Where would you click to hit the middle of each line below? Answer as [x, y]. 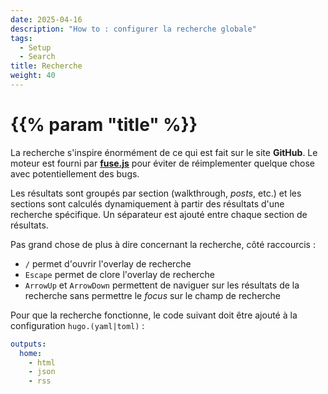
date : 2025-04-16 [46, 19]
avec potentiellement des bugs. [75, 173]
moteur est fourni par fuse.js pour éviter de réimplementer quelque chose [163, 163]
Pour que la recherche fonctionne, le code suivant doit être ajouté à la [154, 315]
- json [42, 372]
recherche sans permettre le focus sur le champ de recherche [153, 295]
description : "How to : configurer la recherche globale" [133, 29]
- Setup [35, 47]
